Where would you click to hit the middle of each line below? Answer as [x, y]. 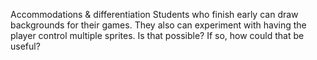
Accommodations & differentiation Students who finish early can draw [154, 14]
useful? [25, 46]
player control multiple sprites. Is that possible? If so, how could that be [157, 35]
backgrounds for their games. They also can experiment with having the [158, 25]
